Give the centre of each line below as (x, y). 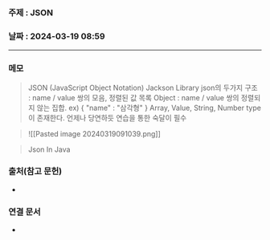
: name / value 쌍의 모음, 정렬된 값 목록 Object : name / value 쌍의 (133, 97)
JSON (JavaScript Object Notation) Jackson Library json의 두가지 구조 (143, 87)
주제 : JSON (31, 12)
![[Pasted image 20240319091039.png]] (94, 133)
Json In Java (49, 149)
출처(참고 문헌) (35, 172)
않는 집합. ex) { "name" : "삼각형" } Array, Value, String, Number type (149, 108)
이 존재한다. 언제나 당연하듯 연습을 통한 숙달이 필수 (107, 117)
